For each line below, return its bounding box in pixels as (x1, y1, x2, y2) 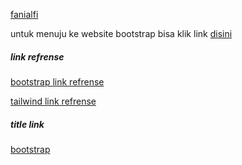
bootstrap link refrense (10, 75, 105, 88)
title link (10, 118, 45, 130)
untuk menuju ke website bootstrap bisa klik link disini (10, 28, 233, 39)
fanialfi (10, 9, 39, 20)
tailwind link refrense (10, 95, 97, 107)
